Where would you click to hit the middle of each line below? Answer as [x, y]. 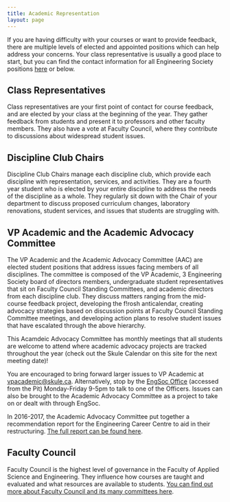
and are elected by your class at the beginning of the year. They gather [107, 114]
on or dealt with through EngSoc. [54, 403]
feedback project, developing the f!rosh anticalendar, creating [116, 303]
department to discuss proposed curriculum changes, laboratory [99, 204]
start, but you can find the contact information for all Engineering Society [111, 61]
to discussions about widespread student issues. [76, 136]
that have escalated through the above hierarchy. [77, 325]
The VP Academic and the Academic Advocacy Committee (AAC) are [105, 259]
